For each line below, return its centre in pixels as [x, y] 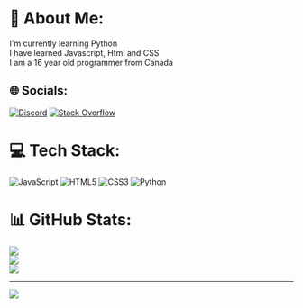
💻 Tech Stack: [65, 150]
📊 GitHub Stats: [71, 219]
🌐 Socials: [39, 91]
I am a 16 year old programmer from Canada [92, 62]
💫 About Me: [57, 18]
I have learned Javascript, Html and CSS [84, 52]
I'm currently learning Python [64, 43]
